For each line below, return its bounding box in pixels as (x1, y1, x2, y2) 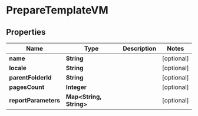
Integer (65, 83, 87, 91)
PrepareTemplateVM (6, 4, 109, 17)
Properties (6, 27, 46, 37)
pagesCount (9, 83, 45, 91)
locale (9, 64, 27, 72)
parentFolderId (9, 74, 52, 81)
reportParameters (9, 97, 61, 104)
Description (123, 45, 157, 52)
